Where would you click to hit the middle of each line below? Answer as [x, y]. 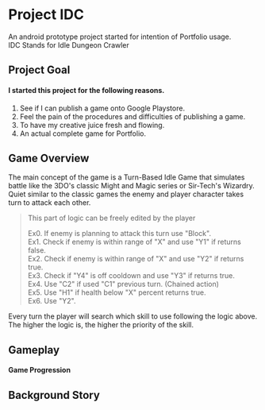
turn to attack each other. [50, 203]
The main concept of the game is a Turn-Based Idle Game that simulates [127, 177]
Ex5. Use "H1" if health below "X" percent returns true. [117, 292]
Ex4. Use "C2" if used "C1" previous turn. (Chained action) [123, 284]
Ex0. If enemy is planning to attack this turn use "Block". [119, 234]
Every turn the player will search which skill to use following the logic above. [133, 316]
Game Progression [40, 370]
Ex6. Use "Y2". [52, 301]
